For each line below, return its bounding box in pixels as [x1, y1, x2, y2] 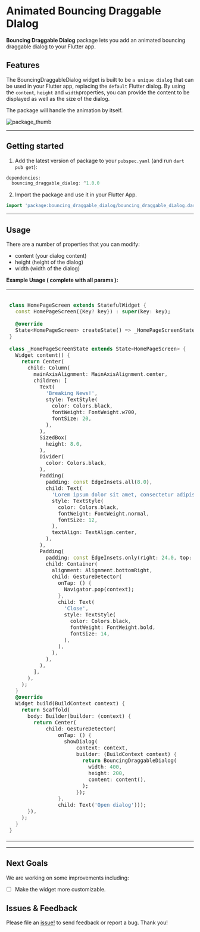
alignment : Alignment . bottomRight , [51, 567, 153, 574]
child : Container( [45, 561, 98, 567]
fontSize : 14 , [70, 631, 110, 637]
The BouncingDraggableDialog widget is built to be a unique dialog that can [6, 76, 194, 83]
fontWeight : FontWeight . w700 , [51, 409, 137, 415]
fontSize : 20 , [51, 415, 92, 422]
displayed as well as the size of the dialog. [6, 95, 110, 102]
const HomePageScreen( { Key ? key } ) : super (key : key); [15, 308, 171, 314]
